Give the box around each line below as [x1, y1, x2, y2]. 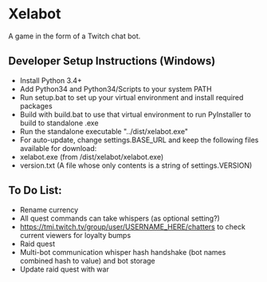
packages [19, 101, 53, 110]
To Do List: [8, 184, 62, 197]
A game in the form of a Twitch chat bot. [8, 31, 141, 41]
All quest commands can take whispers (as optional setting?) [19, 213, 221, 223]
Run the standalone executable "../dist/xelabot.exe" [19, 126, 189, 136]
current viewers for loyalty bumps [19, 230, 132, 240]
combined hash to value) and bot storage [19, 256, 155, 265]
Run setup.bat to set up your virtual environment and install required [19, 93, 244, 102]
